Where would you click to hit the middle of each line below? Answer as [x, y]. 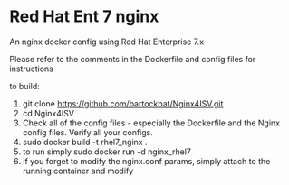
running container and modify [78, 171]
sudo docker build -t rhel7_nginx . [85, 142]
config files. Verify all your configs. [88, 132]
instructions [32, 69]
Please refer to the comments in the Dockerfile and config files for [133, 59]
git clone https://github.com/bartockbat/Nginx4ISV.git [123, 103]
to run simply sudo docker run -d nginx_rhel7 [107, 152]
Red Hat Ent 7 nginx [84, 17]
